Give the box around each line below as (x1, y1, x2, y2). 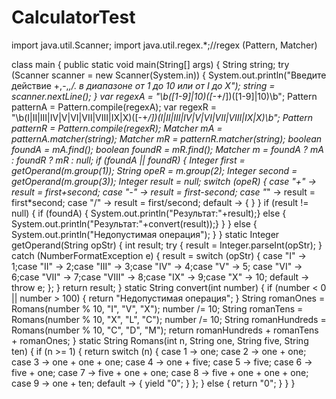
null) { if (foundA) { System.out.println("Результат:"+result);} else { (11, 207, 287, 219)
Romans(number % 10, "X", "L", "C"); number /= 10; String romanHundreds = (11, 313, 327, 325)
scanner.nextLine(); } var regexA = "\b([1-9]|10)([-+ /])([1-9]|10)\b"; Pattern (11, 90, 318, 102)
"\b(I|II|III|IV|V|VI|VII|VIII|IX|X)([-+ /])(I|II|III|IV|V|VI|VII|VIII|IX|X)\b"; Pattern (11, 111, 314, 123)
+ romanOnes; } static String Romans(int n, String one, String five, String (11, 334, 309, 346)
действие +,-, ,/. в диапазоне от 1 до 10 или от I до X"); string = (11, 79, 276, 91)
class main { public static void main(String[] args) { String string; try (11, 58, 290, 70)
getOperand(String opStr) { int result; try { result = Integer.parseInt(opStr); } (11, 239, 323, 251)
